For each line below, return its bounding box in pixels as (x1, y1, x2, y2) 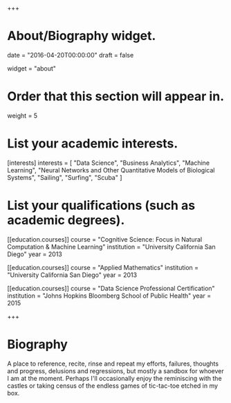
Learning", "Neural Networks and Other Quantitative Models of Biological (7, 165, 215, 174)
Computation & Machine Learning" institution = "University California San (7, 242, 216, 251)
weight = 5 (7, 111, 38, 120)
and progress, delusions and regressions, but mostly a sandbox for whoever (7, 366, 224, 375)
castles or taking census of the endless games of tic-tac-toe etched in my (7, 382, 219, 390)
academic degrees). (7, 213, 125, 228)
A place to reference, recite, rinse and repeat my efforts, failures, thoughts (7, 359, 219, 368)
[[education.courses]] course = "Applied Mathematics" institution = (7, 263, 199, 271)
